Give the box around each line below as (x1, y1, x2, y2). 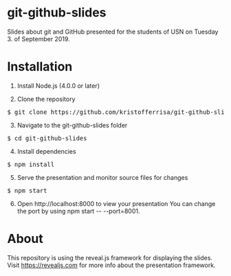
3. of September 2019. (7, 34, 70, 43)
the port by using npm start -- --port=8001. (16, 207, 140, 215)
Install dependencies (16, 147, 77, 155)
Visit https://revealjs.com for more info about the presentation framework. (7, 261, 216, 269)
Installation (7, 59, 73, 75)
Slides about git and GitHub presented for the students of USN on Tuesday (7, 27, 219, 36)
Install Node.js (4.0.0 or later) (16, 81, 100, 90)
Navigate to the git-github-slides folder (16, 121, 128, 129)
